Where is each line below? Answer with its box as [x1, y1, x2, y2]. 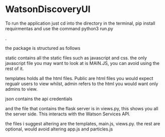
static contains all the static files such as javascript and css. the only [5, 54, 147, 61]
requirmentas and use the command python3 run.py [5, 25, 113, 31]
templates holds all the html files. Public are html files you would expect [5, 75, 153, 81]
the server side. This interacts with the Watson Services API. [5, 111, 131, 117]
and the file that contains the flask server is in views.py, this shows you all [5, 105, 158, 111]
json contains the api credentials [5, 96, 73, 102]
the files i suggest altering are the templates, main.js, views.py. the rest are [5, 120, 160, 126]
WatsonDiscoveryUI [5, 4, 91, 15]
